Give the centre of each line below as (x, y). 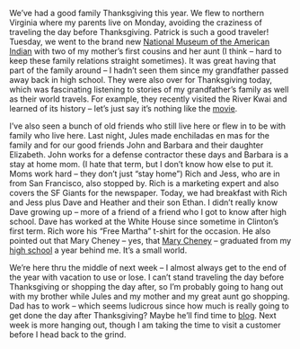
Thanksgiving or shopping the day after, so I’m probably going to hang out (146, 286)
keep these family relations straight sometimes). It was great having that (143, 61)
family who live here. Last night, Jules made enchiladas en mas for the (139, 135)
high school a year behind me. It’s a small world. (98, 250)
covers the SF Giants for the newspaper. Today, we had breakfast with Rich (148, 193)
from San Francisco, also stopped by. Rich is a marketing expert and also (144, 183)
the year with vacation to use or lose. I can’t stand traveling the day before (147, 277)
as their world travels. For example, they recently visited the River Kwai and (148, 99)
